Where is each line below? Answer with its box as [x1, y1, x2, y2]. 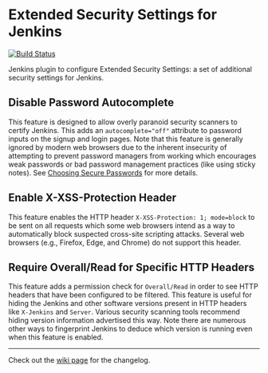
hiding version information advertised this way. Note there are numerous [8, 316, 246, 325]
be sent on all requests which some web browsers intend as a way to [8, 221, 235, 230]
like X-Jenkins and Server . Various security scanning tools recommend [8, 307, 241, 316]
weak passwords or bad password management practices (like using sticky [8, 159, 256, 169]
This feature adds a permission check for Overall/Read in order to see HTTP [8, 281, 258, 292]
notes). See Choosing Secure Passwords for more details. [8, 167, 199, 177]
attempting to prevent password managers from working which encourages [8, 151, 257, 160]
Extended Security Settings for [8, 6, 218, 24]
